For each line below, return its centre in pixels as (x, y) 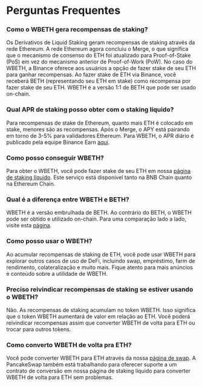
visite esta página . (29, 226)
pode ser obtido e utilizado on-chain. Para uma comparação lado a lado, (96, 219)
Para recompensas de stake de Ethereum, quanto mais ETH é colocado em (100, 123)
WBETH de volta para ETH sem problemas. (60, 377)
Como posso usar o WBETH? (49, 241)
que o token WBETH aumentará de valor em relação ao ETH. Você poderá (98, 316)
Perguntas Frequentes (64, 11)
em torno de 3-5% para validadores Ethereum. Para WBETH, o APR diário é (100, 135)
